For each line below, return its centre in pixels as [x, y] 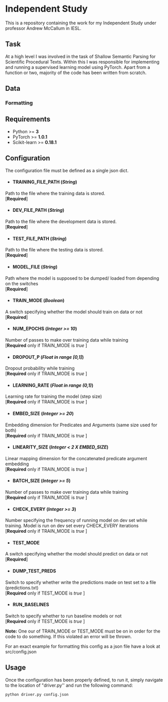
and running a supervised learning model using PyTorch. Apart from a [78, 67]
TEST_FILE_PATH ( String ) [40, 238]
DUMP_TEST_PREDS [34, 571]
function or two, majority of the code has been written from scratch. [76, 72]
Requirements [28, 119]
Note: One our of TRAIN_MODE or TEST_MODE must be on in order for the [83, 631]
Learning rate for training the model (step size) [54, 396]
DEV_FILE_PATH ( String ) [38, 210]
